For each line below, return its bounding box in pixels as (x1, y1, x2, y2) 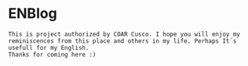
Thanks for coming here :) (8, 50, 97, 58)
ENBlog (8, 5, 57, 23)
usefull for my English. (8, 43, 89, 51)
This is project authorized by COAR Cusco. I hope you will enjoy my (8, 30, 241, 38)
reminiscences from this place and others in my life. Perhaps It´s (8, 36, 237, 45)
